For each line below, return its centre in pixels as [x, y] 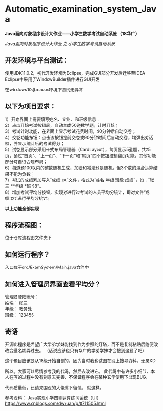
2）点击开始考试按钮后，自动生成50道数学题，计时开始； [62, 125]
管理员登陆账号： [22, 297]
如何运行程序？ [27, 255]
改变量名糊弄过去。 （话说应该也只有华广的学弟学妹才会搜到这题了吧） [76, 350]
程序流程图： [24, 225]
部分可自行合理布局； [26, 161]
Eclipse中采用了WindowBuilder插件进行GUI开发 [52, 79]
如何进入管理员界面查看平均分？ [53, 284]
